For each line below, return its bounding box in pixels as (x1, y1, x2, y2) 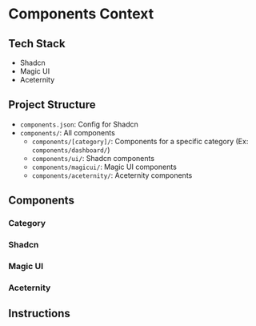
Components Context (8, 5, 154, 23)
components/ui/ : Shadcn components (31, 153, 154, 163)
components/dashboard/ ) (31, 145, 110, 155)
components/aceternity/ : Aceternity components (31, 170, 193, 180)
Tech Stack (8, 37, 66, 50)
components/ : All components (19, 127, 116, 137)
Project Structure (8, 98, 96, 112)
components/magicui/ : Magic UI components (31, 162, 178, 171)
